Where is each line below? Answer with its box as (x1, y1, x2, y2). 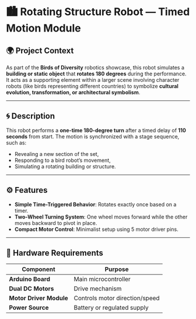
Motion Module (6, 22, 81, 35)
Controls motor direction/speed (73, 294, 160, 302)
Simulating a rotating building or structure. (14, 162, 116, 170)
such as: (6, 139, 27, 146)
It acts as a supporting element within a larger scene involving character (6, 77, 180, 83)
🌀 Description (6, 111, 55, 121)
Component (22, 265, 55, 273)
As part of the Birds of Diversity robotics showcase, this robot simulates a (6, 64, 185, 71)
